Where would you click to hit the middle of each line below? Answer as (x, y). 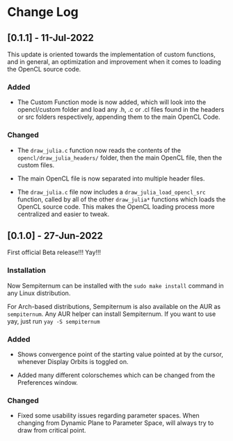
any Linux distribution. (39, 293)
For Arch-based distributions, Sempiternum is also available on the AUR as (114, 306)
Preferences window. (48, 382)
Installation (27, 270)
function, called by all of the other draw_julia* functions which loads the (121, 199)
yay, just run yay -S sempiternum (54, 321)
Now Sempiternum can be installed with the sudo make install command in (115, 285)
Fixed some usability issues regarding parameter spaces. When (108, 416)
